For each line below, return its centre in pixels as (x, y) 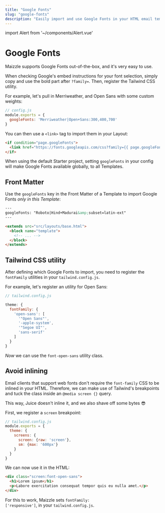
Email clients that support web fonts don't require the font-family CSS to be (82, 383)
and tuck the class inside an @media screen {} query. (58, 394)
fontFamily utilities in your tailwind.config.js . (53, 277)
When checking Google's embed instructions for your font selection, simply (82, 76)
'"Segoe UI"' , (33, 328)
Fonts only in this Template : (33, 199)
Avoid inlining (27, 371)
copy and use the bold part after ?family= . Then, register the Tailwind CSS (80, 81)
